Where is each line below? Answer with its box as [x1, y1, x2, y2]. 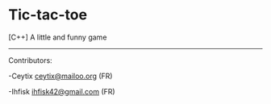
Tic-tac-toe [8, 6, 87, 24]
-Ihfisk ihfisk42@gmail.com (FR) [8, 86, 115, 96]
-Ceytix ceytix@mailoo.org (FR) [8, 71, 113, 81]
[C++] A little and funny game [8, 32, 107, 42]
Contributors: [8, 55, 52, 65]
